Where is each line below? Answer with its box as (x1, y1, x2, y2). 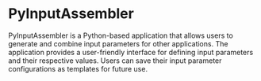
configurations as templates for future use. (8, 64, 148, 73)
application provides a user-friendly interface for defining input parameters (8, 47, 254, 57)
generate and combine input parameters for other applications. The (8, 39, 228, 48)
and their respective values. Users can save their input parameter (8, 56, 222, 65)
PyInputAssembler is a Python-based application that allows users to (8, 31, 234, 40)
